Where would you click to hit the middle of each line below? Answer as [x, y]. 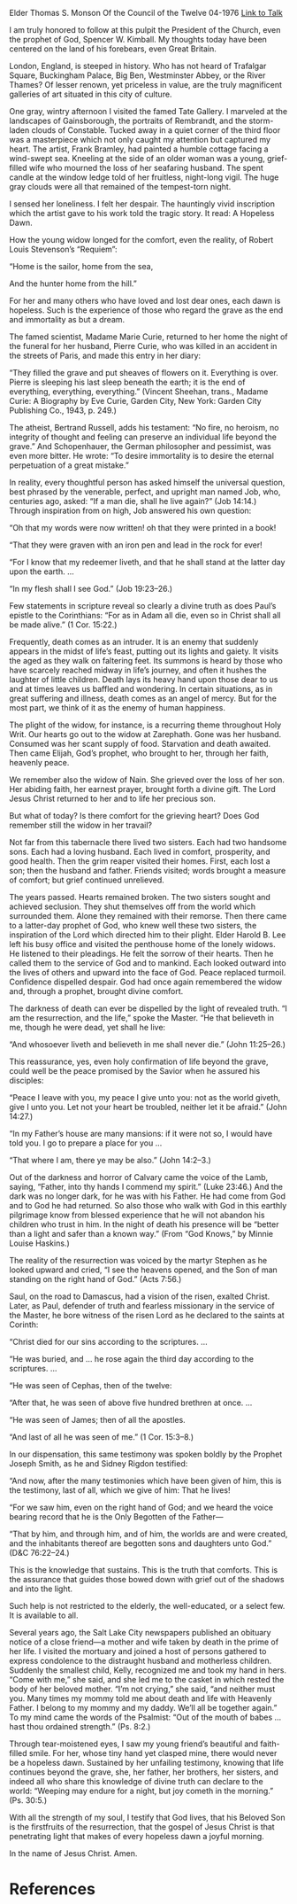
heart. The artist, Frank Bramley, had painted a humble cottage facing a [139, 149]
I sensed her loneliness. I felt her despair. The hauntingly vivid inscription [142, 204]
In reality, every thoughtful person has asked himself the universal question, [147, 482]
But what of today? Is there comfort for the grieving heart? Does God [134, 816]
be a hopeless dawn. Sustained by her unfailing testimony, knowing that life [147, 1763]
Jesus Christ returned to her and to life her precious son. [113, 798]
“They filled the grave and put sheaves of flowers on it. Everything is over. [144, 373]
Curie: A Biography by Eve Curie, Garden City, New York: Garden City [136, 401]
